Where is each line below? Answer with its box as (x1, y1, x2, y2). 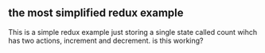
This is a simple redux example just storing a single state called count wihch (8, 27, 258, 36)
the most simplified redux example (8, 6, 184, 20)
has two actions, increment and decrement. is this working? (8, 36, 205, 45)
